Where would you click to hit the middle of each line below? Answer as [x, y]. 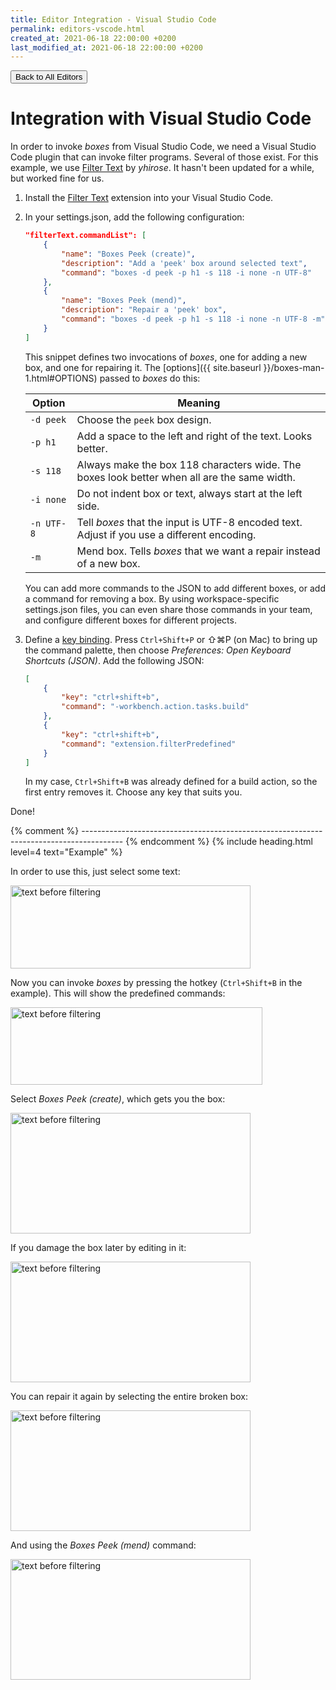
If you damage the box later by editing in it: [98, 1248]
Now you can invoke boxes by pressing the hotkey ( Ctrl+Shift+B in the [156, 983]
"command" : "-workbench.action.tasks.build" [155, 707]
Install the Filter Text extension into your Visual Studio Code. [149, 198]
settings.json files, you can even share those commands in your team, [168, 609]
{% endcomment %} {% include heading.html [219, 842]
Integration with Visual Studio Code [161, 118]
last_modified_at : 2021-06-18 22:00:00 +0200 [106, 47]
